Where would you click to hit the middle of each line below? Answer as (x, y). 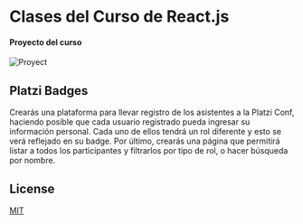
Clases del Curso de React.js (119, 17)
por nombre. (33, 161)
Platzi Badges (49, 91)
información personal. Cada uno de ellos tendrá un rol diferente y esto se (146, 132)
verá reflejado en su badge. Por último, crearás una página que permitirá (145, 141)
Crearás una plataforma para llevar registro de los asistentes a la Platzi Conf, (152, 112)
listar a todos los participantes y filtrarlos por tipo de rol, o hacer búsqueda (149, 151)
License (32, 188)
